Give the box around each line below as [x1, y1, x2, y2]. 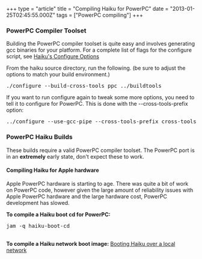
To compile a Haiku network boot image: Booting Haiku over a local [6, 240, 176, 247]
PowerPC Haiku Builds [6, 133, 73, 141]
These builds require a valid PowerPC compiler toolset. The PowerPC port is [6, 147, 195, 154]
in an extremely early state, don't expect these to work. [6, 153, 144, 160]
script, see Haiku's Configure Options [6, 53, 99, 60]
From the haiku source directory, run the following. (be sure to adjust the [6, 64, 186, 72]
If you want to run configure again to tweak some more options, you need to [6, 94, 195, 101]
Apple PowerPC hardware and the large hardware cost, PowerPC [6, 192, 167, 200]
